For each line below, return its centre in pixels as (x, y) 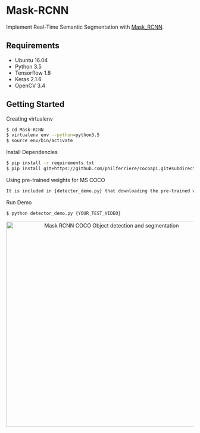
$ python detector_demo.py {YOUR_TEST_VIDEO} (63, 213)
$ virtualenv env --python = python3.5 (53, 135)
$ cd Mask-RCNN (25, 130)
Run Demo (19, 202)
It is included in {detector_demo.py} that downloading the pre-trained (98, 191)
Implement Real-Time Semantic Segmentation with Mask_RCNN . (85, 27)
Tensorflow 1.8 (33, 73)
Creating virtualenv (30, 119)
